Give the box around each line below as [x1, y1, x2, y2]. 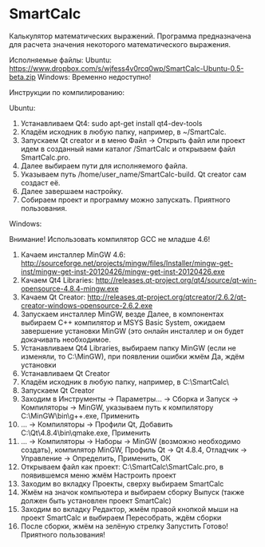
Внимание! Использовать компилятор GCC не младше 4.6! [9, 234, 211, 244]
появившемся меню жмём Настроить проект [20, 470, 176, 480]
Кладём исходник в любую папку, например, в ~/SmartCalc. [20, 127, 227, 137]
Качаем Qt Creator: [20, 292, 86, 302]
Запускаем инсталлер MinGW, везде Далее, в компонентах [20, 309, 224, 319]
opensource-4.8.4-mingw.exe [20, 283, 119, 293]
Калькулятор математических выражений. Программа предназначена [9, 31, 251, 41]
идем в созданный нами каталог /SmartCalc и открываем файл [20, 144, 236, 153]
